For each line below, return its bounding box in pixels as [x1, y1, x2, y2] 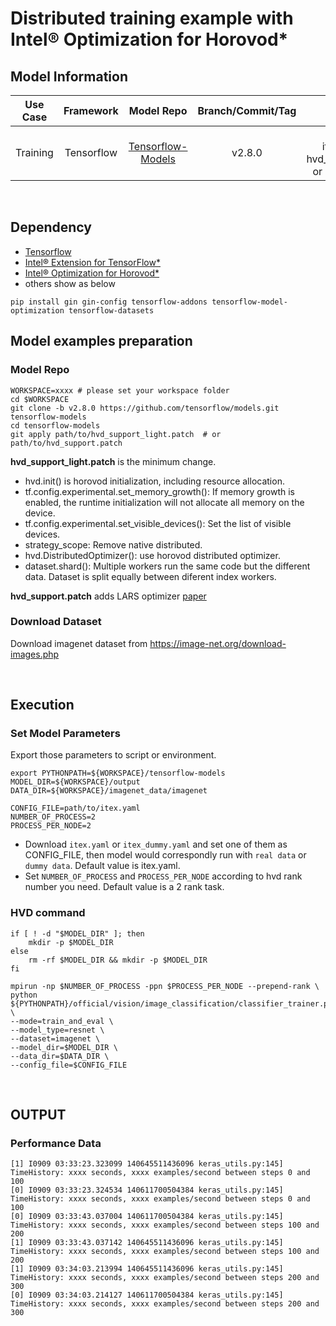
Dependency [10, 219, 92, 236]
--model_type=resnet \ [10, 1025, 105, 1035]
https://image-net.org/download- [149, 637, 287, 649]
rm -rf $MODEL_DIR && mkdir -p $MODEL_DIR [28, 955, 208, 965]
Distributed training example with [10, 7, 294, 30]
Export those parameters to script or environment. [10, 749, 217, 761]
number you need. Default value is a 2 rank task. [24, 881, 225, 893]
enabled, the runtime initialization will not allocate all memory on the [24, 496, 305, 508]
